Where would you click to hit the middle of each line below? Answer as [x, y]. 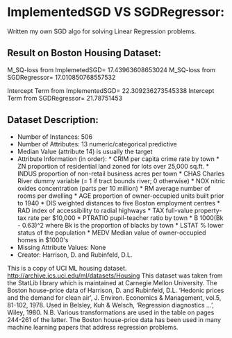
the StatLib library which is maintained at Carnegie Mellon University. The [112, 282]
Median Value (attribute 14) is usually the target [85, 151]
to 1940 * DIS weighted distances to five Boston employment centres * [119, 203]
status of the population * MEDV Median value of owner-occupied [111, 233]
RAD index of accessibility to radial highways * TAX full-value [105, 210]
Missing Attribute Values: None [61, 247]
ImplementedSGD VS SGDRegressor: [116, 12]
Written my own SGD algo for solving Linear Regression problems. [102, 31]
